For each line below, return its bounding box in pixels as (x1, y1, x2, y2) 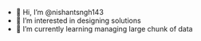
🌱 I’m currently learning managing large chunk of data (15, 24, 193, 33)
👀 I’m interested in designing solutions (15, 16, 141, 25)
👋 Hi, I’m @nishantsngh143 (15, 8, 104, 17)
